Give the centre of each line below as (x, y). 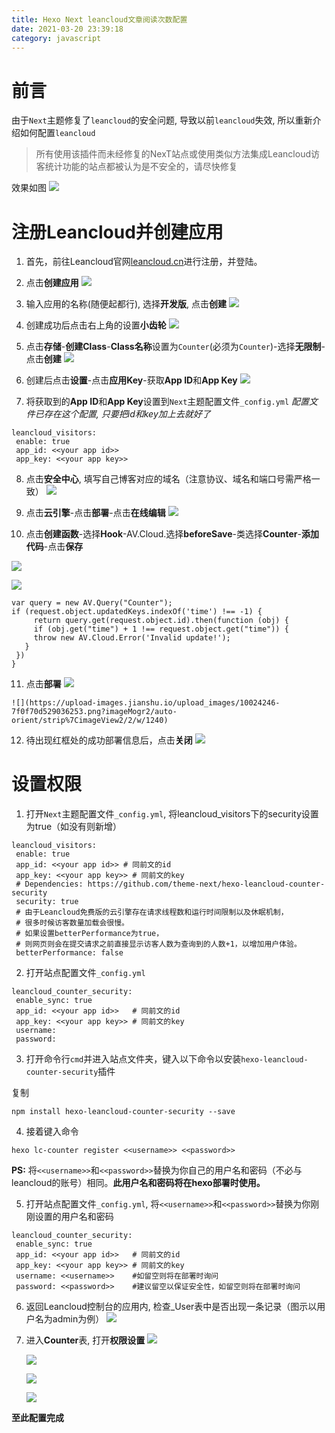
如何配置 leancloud (57, 133)
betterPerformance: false (69, 953)
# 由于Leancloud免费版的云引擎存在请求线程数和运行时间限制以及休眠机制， (152, 912)
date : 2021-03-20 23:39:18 (67, 29)
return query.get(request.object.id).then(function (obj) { (161, 621)
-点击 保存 (63, 547)
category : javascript (56, 38)
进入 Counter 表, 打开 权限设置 (85, 1340)
